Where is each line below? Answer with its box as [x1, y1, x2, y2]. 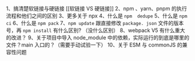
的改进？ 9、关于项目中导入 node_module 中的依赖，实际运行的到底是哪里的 [6, 34, 190, 41]
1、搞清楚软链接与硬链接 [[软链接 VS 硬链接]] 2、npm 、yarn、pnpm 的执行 [6, 5, 187, 12]
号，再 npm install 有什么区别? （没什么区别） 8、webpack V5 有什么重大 [6, 27, 186, 34]
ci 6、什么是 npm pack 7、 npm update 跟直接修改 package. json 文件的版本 [6, 20, 184, 26]
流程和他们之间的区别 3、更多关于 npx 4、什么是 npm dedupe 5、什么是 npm [6, 12, 188, 19]
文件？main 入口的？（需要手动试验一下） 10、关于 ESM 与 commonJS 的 [6, 41, 183, 48]
